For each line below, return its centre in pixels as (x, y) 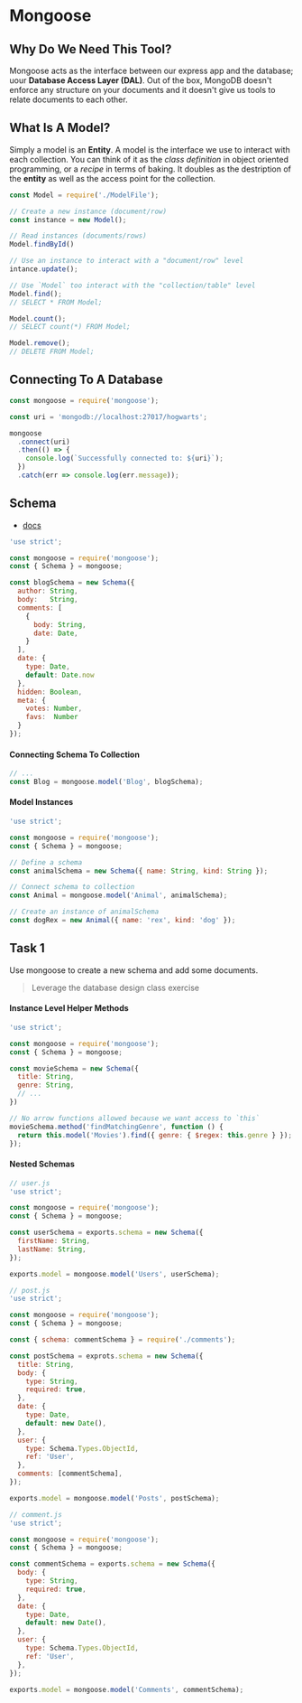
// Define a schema (46, 862)
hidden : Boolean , (50, 692)
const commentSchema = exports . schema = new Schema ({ (113, 1564)
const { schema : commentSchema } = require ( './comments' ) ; (123, 1340)
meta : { (32, 700)
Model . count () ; (38, 318)
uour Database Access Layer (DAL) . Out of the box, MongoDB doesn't (141, 80)
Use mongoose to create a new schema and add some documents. (134, 970)
